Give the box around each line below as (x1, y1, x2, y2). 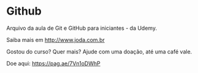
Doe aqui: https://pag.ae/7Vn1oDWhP (6, 60, 101, 67)
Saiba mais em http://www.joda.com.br (6, 36, 105, 43)
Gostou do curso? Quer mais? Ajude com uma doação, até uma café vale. (6, 47, 192, 55)
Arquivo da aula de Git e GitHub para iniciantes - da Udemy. (6, 24, 158, 32)
